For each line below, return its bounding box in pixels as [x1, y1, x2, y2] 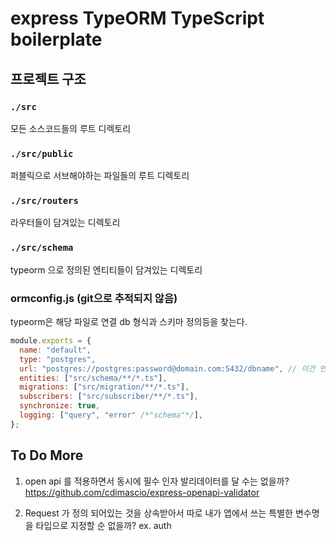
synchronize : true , [19, 401, 101, 411]
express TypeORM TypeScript [10, 7, 265, 30]
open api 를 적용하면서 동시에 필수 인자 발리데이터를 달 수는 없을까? [24, 475, 290, 487]
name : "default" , [19, 345, 92, 355]
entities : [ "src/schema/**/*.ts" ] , [19, 373, 168, 383]
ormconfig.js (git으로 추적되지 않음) [10, 291, 178, 305]
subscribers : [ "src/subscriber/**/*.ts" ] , [19, 392, 199, 402]
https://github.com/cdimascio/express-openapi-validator [24, 486, 260, 498]
